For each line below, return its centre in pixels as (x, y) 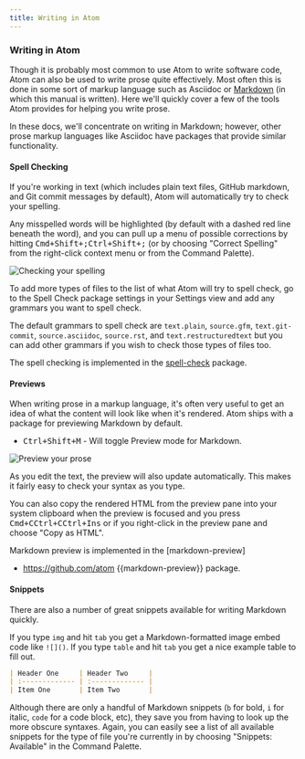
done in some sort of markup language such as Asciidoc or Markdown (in (147, 89)
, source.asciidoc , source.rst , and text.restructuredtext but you (158, 335)
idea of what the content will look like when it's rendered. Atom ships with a (152, 414)
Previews (27, 384)
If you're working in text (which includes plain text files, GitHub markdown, (150, 187)
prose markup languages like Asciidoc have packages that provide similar (148, 136)
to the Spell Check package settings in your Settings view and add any (142, 299)
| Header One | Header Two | (81, 673)
